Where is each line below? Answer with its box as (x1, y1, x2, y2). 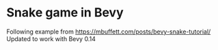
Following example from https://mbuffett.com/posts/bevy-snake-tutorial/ (6, 27, 211, 36)
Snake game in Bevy (6, 5, 124, 21)
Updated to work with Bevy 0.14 (6, 34, 96, 42)
